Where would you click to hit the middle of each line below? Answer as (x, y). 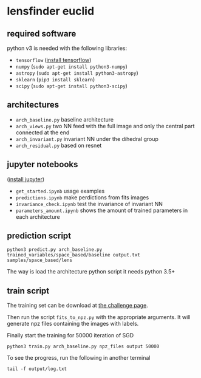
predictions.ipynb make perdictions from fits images (82, 197)
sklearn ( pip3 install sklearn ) (55, 79)
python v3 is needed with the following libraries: (67, 48)
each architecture (38, 216)
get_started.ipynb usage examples (60, 191)
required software (42, 34)
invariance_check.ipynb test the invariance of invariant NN (89, 204)
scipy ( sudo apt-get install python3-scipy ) (72, 86)
